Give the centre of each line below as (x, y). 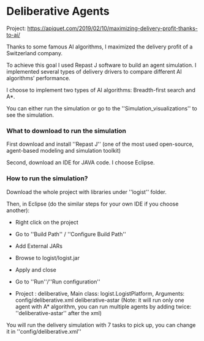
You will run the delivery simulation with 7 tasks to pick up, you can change (101, 325)
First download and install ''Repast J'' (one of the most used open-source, (100, 144)
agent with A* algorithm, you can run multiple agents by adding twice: (103, 306)
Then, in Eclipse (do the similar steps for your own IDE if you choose (93, 204)
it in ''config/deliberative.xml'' (44, 331)
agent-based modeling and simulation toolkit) (64, 151)
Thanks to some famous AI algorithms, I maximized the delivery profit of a (100, 47)
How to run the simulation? (47, 178)
